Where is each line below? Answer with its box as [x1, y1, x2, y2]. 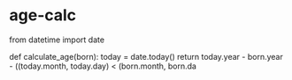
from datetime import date [9, 34, 104, 45]
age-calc [9, 5, 77, 25]
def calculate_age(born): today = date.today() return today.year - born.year [9, 51, 283, 62]
